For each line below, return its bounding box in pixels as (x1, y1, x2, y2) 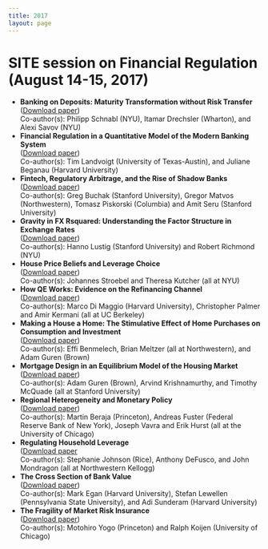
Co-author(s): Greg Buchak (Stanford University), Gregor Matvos (19, 191, 234, 200)
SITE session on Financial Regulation (8, 54, 258, 72)
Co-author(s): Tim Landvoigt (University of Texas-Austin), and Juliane (19, 157, 250, 167)
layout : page (8, 19, 52, 27)
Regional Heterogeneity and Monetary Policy (19, 395, 173, 405)
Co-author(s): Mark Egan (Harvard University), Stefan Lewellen (19, 489, 228, 499)
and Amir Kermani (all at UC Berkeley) (19, 310, 146, 320)
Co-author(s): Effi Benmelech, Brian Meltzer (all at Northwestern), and (19, 344, 251, 353)
